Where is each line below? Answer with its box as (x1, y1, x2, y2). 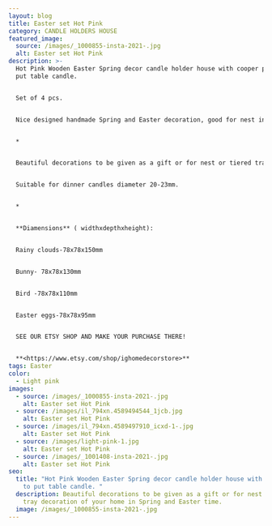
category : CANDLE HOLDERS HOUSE (8, 27, 117, 35)
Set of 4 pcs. (15, 94, 63, 102)
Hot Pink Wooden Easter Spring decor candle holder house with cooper (15, 65, 259, 73)
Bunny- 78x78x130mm (15, 267, 82, 276)
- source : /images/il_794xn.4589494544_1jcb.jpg (15, 407, 183, 416)
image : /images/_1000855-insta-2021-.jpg (15, 505, 158, 513)
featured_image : (8, 34, 63, 43)
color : (8, 370, 31, 378)
